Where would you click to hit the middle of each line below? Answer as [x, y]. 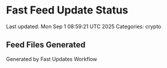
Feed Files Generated [46, 45]
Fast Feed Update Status [67, 10]
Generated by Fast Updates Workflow [52, 59]
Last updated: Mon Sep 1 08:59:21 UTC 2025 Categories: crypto [84, 26]
